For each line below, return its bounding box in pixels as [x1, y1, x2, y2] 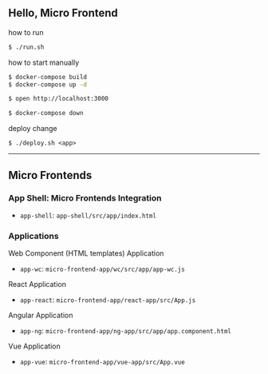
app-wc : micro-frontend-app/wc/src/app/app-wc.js [19, 264, 185, 274]
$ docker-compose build [8, 73, 88, 81]
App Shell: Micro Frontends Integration [8, 192, 162, 203]
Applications [8, 230, 59, 241]
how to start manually [8, 58, 80, 67]
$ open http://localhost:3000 [8, 95, 109, 103]
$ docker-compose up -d [8, 80, 88, 89]
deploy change [8, 124, 57, 133]
